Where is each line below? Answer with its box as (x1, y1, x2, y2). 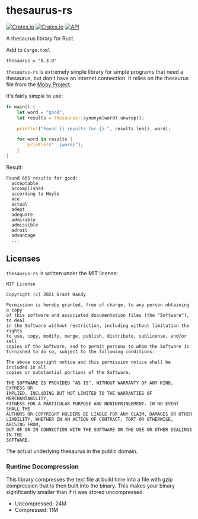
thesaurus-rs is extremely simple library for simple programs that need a (6, 68, 184, 75)
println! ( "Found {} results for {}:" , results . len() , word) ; (17, 125, 171, 131)
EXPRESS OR (6, 385, 33, 391)
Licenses (6, 254, 40, 264)
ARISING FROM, (6, 422, 41, 427)
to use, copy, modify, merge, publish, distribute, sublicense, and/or (6, 333, 187, 339)
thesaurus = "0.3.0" (6, 58, 58, 64)
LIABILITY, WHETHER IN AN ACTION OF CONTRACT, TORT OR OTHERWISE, (6, 416, 174, 422)
